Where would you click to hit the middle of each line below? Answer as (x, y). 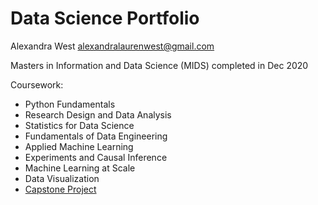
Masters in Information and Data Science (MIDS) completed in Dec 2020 (159, 65)
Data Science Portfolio (105, 18)
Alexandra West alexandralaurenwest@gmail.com (112, 46)
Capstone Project (60, 189)
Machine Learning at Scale (80, 168)
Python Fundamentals (70, 104)
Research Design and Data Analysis (98, 114)
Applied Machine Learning (79, 146)
